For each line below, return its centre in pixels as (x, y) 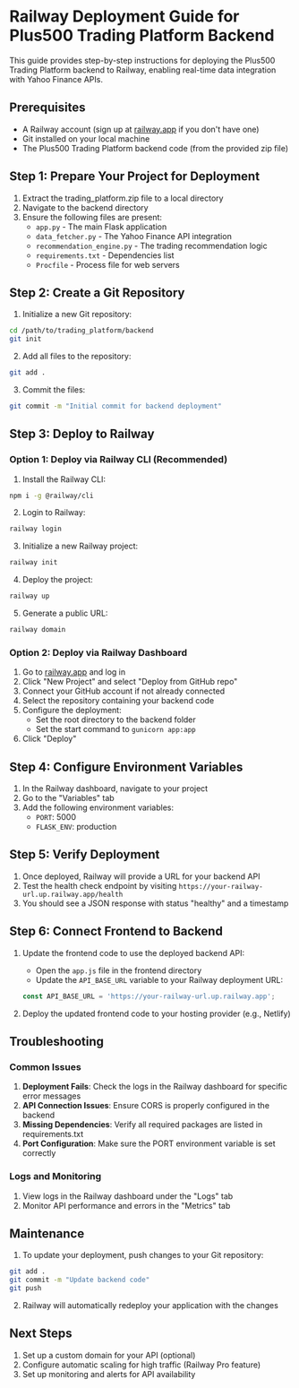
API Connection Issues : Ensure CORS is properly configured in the (146, 1106)
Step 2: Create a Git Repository (97, 293)
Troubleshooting (57, 1041)
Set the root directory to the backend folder (116, 720)
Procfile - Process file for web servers (108, 264)
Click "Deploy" (49, 739)
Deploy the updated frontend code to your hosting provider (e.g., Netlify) (156, 1013)
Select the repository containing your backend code (118, 701)
